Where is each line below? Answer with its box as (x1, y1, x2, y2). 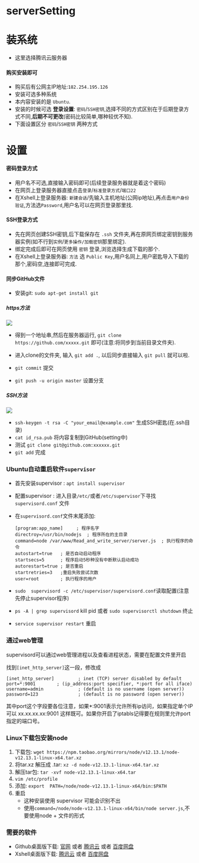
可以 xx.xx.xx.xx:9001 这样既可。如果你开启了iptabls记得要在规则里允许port (6, 710, 191, 717)
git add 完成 (14, 448, 46, 456)
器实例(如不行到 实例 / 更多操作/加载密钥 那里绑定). (14, 238, 127, 245)
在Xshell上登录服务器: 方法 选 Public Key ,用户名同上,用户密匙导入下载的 (14, 253, 189, 260)
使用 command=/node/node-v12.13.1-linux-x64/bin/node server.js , (23, 804, 185, 811)
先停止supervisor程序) (14, 594, 70, 602)
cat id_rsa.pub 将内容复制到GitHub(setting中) (14, 434, 128, 441)
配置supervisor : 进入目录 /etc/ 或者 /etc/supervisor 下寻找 (14, 493, 156, 500)
